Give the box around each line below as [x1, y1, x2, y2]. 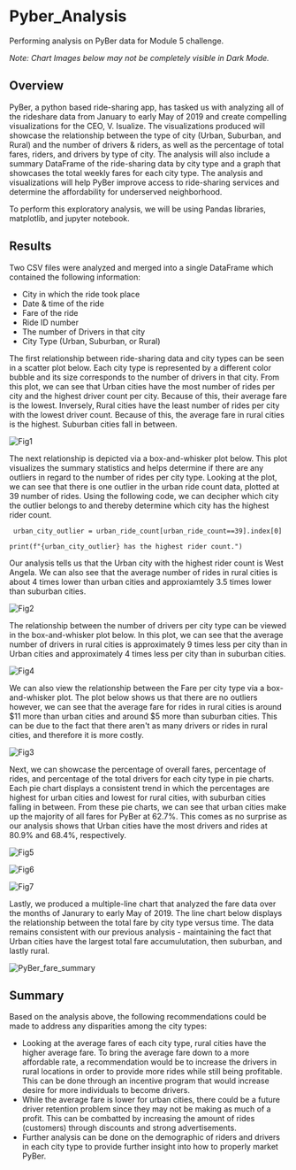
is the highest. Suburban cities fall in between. [9, 419, 178, 429]
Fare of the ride [21, 307, 79, 318]
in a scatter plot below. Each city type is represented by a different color [9, 362, 272, 373]
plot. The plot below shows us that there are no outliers [57, 692, 258, 703]
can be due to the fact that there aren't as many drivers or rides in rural [9, 720, 268, 731]
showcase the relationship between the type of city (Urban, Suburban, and [9, 130, 282, 141]
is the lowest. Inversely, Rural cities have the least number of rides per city [9, 400, 280, 411]
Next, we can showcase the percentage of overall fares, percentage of [9, 764, 267, 774]
